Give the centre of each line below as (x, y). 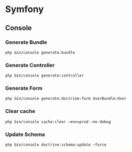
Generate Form (24, 88)
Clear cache (20, 111)
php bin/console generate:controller (45, 76)
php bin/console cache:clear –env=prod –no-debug (58, 122)
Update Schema (25, 134)
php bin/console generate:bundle (40, 52)
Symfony (25, 9)
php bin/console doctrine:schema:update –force (56, 145)
